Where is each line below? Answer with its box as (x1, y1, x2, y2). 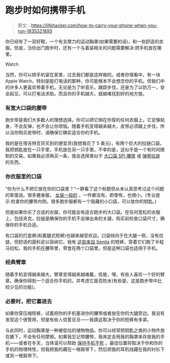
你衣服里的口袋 (5, 173, 42, 180)
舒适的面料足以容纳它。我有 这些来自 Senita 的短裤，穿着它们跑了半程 (18, 239, 164, 245)
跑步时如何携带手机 (5, 5, 86, 16)
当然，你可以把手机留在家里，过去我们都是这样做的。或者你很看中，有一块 (5, 71, 160, 77)
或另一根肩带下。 (5, 352, 41, 359)
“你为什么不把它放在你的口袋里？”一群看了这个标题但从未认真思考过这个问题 (5, 186, 164, 192)
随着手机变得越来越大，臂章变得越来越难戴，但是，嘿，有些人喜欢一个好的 (5, 271, 160, 277)
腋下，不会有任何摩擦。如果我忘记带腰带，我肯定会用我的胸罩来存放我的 (9, 334, 160, 340)
